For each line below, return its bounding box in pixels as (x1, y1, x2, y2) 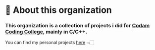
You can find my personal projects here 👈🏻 (5, 40, 94, 46)
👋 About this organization (5, 4, 112, 16)
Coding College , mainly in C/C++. (5, 28, 88, 35)
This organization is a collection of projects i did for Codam (5, 22, 150, 29)
